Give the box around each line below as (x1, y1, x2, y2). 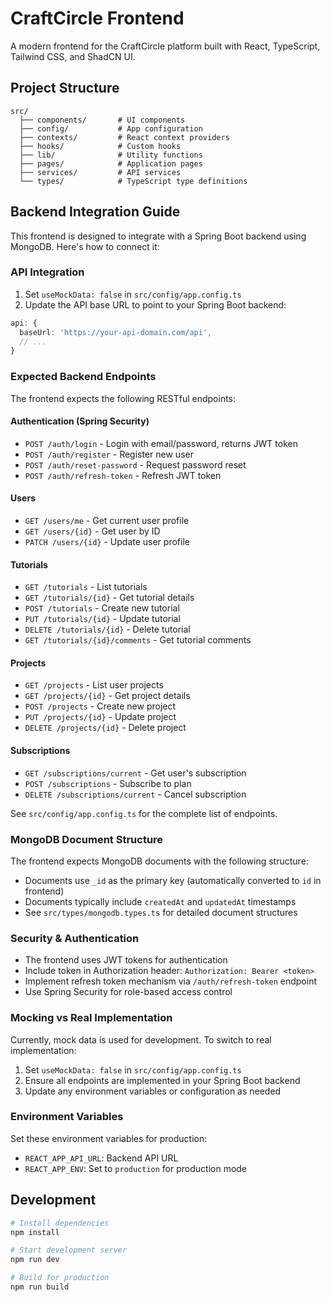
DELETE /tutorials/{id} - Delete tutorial (24, 623, 191, 636)
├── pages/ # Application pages (19, 158, 203, 169)
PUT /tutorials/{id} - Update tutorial (24, 613, 181, 625)
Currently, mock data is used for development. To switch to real (10, 1033, 272, 1046)
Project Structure (10, 80, 120, 97)
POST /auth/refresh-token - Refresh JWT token (24, 469, 222, 481)
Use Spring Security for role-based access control (24, 986, 233, 998)
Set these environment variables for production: (10, 1132, 208, 1144)
